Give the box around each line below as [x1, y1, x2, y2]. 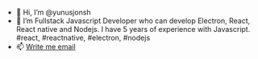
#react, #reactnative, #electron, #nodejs [15, 33, 151, 42]
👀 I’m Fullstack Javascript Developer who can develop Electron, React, [15, 16, 251, 26]
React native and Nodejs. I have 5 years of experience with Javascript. [15, 25, 251, 33]
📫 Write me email [15, 42, 76, 51]
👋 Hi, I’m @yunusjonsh [15, 8, 91, 17]
